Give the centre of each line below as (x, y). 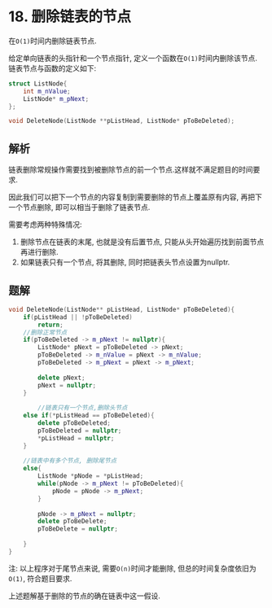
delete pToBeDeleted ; (75, 423)
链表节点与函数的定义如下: (53, 68)
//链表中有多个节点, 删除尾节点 (70, 461)
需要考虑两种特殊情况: (46, 225)
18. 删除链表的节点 (70, 17)
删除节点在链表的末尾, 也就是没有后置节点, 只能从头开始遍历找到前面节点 (142, 242)
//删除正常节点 (45, 332)
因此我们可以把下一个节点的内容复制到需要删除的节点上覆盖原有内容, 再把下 (135, 197)
